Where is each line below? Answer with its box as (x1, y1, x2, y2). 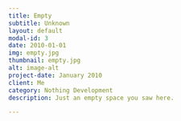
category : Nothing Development (8, 86, 113, 95)
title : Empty (8, 11, 52, 20)
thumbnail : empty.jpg (8, 57, 81, 65)
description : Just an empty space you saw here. (8, 94, 175, 102)
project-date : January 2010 (8, 71, 103, 79)
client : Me (8, 79, 45, 87)
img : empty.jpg (8, 49, 60, 57)
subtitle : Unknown (8, 19, 70, 27)
